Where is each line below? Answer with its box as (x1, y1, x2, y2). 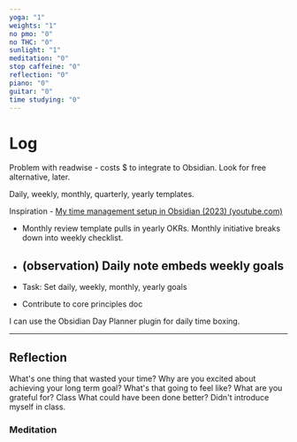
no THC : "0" (9, 37, 53, 47)
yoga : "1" (9, 12, 46, 22)
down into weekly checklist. (21, 232, 124, 243)
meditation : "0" (9, 54, 69, 63)
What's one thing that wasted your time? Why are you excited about (9, 373, 256, 384)
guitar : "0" (9, 87, 53, 95)
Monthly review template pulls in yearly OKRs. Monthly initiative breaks (21, 223, 281, 234)
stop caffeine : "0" (9, 63, 81, 72)
